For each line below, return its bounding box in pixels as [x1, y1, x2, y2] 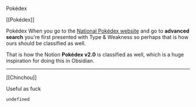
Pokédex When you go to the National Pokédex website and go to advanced [6, 27, 190, 34]
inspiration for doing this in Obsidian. [6, 58, 94, 64]
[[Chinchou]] [6, 74, 37, 81]
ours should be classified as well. [6, 40, 86, 47]
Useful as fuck [6, 85, 41, 92]
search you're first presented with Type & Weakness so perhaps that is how [6, 34, 188, 40]
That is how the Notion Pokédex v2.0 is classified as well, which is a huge [6, 51, 184, 58]
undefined [6, 97, 30, 102]
